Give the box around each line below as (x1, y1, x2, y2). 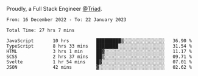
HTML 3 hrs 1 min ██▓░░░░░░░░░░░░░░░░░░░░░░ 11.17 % (6, 48, 192, 54)
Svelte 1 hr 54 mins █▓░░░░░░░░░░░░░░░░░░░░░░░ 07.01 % (6, 59, 192, 65)
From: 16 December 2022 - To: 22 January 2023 (6, 17, 127, 23)
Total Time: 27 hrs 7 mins (6, 27, 75, 33)
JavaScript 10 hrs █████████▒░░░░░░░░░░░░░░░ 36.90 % (6, 38, 192, 44)
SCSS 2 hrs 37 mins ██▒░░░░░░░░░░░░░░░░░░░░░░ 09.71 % (6, 54, 192, 60)
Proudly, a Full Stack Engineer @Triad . (6, 5, 102, 12)
